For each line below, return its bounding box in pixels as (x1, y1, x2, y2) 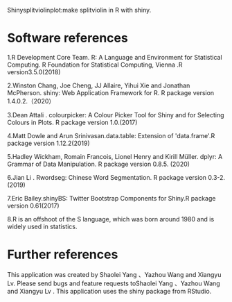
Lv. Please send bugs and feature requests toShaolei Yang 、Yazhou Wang (7, 279, 220, 287)
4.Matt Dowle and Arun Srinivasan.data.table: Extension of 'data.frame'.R (7, 131, 215, 140)
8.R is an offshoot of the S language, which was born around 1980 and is (7, 215, 215, 223)
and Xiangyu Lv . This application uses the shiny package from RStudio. (7, 287, 212, 295)
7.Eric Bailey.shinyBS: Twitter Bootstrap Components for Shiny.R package (7, 194, 216, 202)
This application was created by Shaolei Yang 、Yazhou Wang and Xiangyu (7, 270, 222, 278)
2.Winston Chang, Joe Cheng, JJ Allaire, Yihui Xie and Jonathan (7, 81, 190, 90)
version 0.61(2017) (7, 201, 60, 210)
